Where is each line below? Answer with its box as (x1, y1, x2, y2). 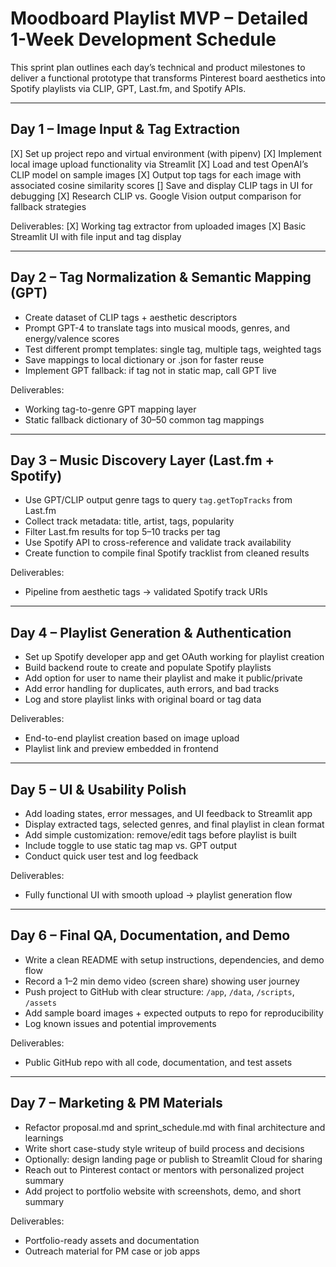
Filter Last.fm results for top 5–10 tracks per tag (24, 526, 221, 538)
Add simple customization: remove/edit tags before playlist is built (24, 829, 297, 841)
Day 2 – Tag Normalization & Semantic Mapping (10, 269, 312, 286)
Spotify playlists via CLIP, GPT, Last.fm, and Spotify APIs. (10, 82, 247, 94)
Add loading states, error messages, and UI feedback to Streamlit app (24, 808, 313, 819)
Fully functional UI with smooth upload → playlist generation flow (24, 889, 293, 901)
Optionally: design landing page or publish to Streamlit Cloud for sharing (24, 1153, 323, 1165)
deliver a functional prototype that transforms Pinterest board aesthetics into (10, 72, 326, 84)
